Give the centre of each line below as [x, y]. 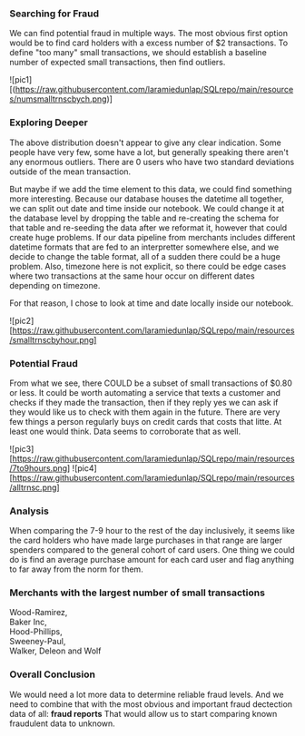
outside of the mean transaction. [70, 172]
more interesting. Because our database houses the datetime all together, [147, 199]
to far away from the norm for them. [76, 569]
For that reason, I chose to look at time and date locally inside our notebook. [152, 303]
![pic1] [21, 80]
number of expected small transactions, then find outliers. [118, 63]
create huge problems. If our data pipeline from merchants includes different [152, 237]
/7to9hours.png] [40, 468]
